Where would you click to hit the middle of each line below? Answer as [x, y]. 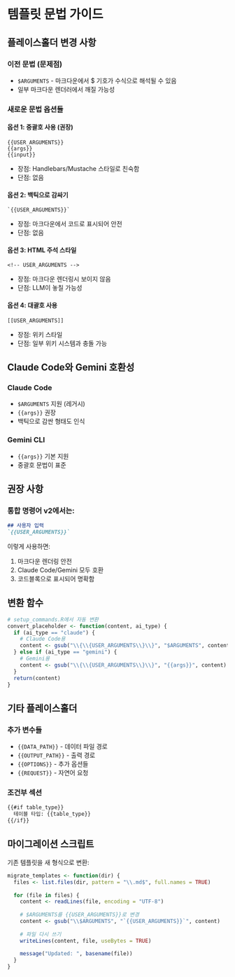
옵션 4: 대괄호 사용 [33, 305]
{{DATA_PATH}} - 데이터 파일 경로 [63, 747]
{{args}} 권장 [36, 413]
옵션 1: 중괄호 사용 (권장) [40, 127]
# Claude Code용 [43, 639]
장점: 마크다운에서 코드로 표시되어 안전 [70, 224]
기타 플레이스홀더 [42, 708]
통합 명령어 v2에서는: [41, 511]
